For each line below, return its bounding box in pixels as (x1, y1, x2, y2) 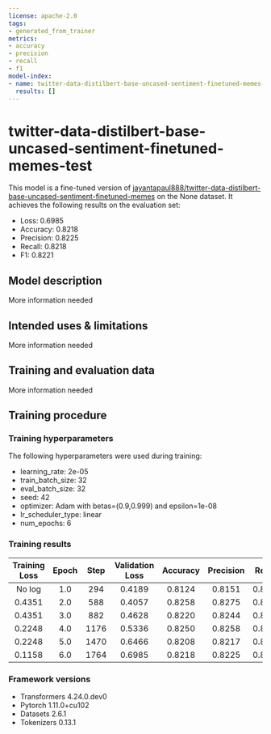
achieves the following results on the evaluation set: (8, 200, 181, 210)
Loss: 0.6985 (19, 216, 65, 226)
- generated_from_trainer (8, 27, 95, 35)
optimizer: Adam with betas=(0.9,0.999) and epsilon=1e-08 (19, 501, 218, 511)
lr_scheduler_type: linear (19, 510, 102, 520)
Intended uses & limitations (8, 319, 148, 333)
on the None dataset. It (156, 192, 233, 202)
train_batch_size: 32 (19, 475, 87, 486)
